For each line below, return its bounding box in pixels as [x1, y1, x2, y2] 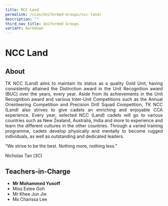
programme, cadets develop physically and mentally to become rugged [5, 128, 163, 134]
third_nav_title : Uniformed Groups [5, 21, 79, 26]
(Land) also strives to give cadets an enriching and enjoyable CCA [5, 107, 163, 113]
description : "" [5, 16, 39, 21]
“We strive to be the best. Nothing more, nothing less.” [5, 143, 117, 149]
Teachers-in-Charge [5, 167, 71, 176]
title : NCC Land [5, 7, 39, 12]
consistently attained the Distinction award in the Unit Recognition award [5, 86, 163, 92]
